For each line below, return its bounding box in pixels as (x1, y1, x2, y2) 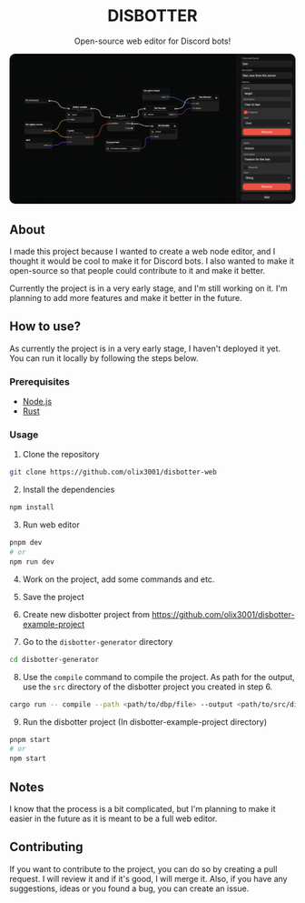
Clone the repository (22, 449, 100, 460)
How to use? (9, 319, 82, 335)
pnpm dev (9, 538, 43, 547)
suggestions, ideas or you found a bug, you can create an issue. (9, 883, 250, 894)
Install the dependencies (22, 484, 115, 496)
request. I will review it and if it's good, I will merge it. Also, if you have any (9, 873, 288, 884)
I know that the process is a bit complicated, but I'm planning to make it (9, 804, 276, 815)
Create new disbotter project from (22, 608, 151, 619)
